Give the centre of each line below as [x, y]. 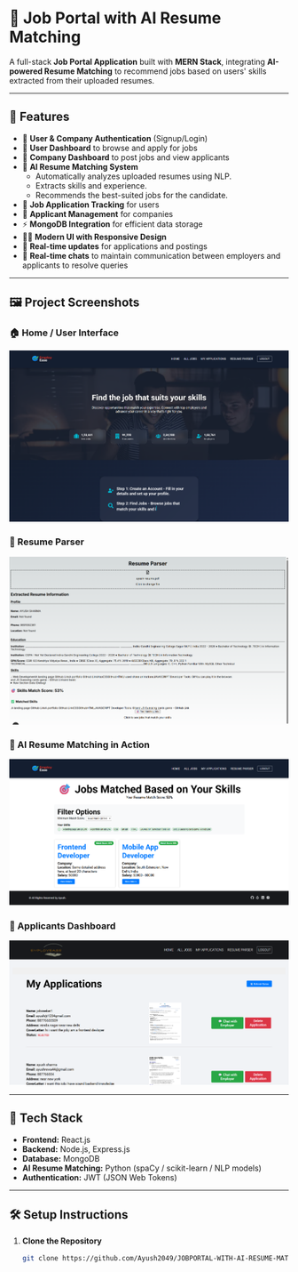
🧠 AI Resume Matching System [80, 166]
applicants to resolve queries [75, 265]
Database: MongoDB [61, 1158]
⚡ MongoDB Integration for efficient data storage [113, 224]
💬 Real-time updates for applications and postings [115, 246]
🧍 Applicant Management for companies [98, 213]
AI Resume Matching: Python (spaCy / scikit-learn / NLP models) [141, 1168]
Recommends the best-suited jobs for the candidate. [132, 195]
